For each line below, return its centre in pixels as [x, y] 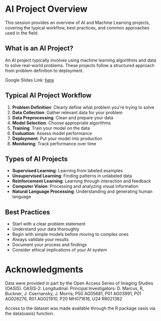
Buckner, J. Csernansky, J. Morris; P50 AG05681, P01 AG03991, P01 [73, 294]
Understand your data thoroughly [46, 229]
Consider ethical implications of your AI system [60, 250]
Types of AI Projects [36, 159]
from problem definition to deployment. [44, 70]
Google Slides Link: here [30, 80]
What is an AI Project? [39, 48]
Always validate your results [40, 240]
